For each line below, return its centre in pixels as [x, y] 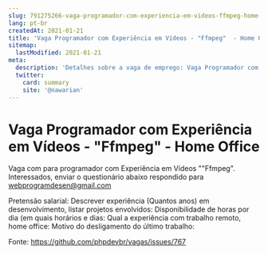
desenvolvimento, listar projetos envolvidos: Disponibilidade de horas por [129, 209]
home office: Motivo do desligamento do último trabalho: [102, 226]
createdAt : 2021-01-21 [46, 30]
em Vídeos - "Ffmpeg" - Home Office [134, 147]
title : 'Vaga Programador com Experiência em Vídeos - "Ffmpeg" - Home [132, 38]
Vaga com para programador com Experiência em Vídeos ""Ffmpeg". [122, 169]
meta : [17, 61]
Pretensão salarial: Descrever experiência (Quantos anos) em [109, 201]
